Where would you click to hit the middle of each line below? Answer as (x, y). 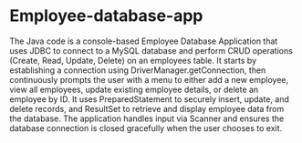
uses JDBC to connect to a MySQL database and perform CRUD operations (151, 50)
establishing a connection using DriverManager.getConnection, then (138, 70)
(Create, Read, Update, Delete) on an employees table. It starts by (133, 60)
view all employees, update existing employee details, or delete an (134, 89)
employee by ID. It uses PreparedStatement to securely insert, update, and (150, 99)
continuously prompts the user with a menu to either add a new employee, (149, 79)
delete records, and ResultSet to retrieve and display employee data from (147, 108)
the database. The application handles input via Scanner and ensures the (147, 118)
